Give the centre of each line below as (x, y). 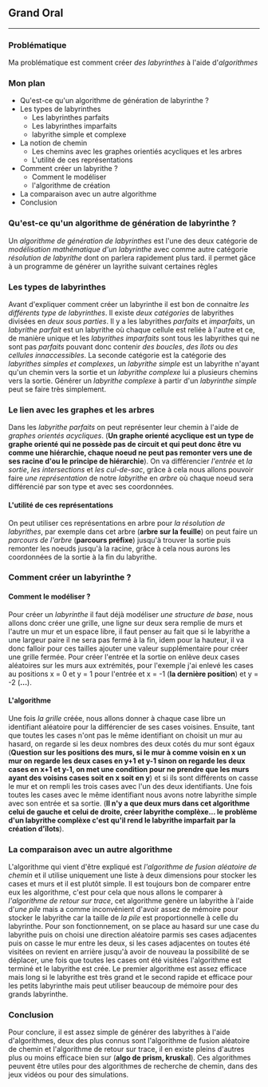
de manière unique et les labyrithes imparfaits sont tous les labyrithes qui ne (134, 338)
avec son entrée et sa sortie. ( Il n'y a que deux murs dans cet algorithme (129, 803)
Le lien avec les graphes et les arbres (82, 409)
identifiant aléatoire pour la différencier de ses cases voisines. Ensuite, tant (132, 727)
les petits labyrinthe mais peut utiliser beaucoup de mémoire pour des (123, 985)
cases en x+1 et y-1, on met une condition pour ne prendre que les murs (129, 769)
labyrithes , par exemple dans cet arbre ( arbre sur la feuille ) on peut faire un (133, 532)
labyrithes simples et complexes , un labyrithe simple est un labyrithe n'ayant (134, 364)
